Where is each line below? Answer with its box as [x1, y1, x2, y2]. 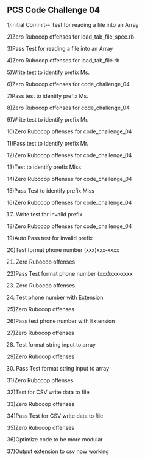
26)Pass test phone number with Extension [7, 317, 115, 325]
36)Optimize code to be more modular [7, 435, 103, 443]
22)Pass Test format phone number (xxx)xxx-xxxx [7, 270, 133, 277]
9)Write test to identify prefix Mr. [7, 116, 89, 123]
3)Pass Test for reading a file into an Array [7, 45, 113, 52]
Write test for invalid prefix [15, 210, 83, 218]
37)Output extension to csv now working [7, 448, 109, 455]
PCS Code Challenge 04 [7, 5, 100, 15]
